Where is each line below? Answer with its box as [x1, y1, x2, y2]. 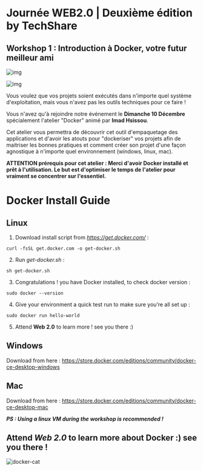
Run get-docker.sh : [15, 256, 65, 263]
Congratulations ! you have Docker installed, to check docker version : [15, 279, 191, 286]
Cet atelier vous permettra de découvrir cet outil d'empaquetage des [6, 129, 178, 136]
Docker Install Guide [6, 194, 110, 207]
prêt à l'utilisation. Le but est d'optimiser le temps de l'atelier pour [6, 166, 176, 173]
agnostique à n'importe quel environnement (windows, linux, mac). [6, 148, 173, 155]
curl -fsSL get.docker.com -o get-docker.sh [6, 246, 121, 252]
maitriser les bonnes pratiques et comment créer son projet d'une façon [6, 141, 186, 149]
